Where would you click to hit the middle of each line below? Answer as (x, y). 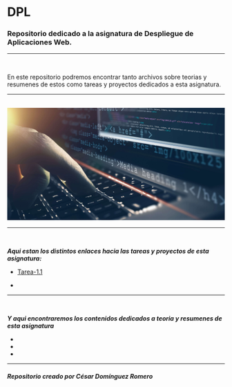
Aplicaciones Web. (40, 42)
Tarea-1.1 (30, 272)
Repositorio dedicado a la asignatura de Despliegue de (100, 34)
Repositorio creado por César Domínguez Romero (80, 376)
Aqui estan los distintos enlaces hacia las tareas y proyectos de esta (108, 251)
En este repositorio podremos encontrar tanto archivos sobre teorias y (107, 77)
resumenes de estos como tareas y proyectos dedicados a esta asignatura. (114, 84)
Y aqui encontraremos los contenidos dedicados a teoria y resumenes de (115, 319)
